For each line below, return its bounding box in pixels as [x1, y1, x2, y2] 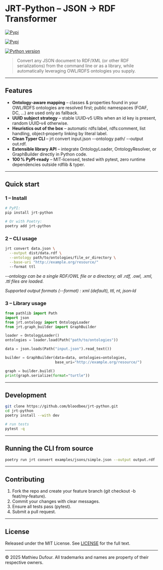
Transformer [5, 13, 57, 24]
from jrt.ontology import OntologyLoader [5, 320, 90, 325]
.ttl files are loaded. [5, 278, 44, 284]
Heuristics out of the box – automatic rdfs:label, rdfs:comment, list [12, 125, 146, 131]
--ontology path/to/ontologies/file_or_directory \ [9, 255, 116, 260]
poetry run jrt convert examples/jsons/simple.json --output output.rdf [5, 457, 155, 462]
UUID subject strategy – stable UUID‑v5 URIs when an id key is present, [12, 115, 157, 121]
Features [5, 87, 33, 95]
